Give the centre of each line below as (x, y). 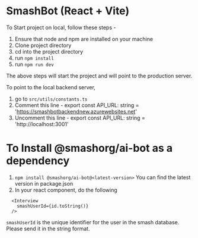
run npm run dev (34, 64)
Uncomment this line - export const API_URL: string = (80, 118)
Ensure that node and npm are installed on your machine (84, 39)
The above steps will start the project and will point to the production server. (99, 76)
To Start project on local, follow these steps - (61, 27)
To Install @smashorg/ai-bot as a (90, 148)
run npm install (34, 58)
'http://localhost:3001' (42, 124)
